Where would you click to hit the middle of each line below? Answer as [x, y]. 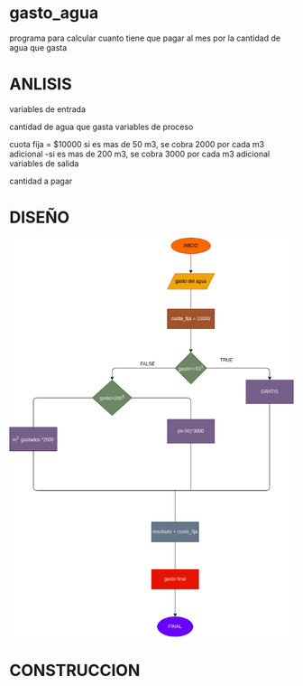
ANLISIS [41, 85]
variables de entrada [48, 109]
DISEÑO [40, 217]
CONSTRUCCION [75, 671]
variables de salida [44, 163]
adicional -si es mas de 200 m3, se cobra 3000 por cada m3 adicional [140, 154]
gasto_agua [54, 13]
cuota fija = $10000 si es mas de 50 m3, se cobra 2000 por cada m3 [137, 144]
